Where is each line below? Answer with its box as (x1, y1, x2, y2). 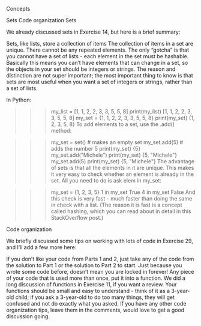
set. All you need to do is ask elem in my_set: (50, 177, 162, 184)
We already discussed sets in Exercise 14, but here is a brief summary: (6, 28, 181, 35)
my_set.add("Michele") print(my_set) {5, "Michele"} (50, 151, 178, 158)
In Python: (6, 96, 32, 103)
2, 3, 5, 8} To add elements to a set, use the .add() (50, 121, 175, 128)
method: (50, 127, 72, 134)
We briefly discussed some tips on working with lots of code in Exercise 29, (6, 237, 193, 244)
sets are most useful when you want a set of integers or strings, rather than (6, 78, 193, 85)
